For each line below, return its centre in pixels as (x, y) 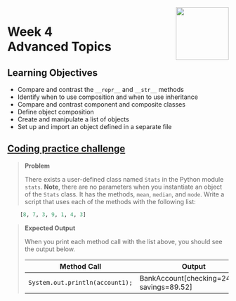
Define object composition (56, 112)
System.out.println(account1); (80, 282)
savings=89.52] (166, 287)
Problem (37, 166)
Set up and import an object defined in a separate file (94, 127)
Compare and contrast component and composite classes (101, 104)
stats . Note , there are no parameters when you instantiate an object (123, 187)
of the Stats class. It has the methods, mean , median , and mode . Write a (124, 194)
